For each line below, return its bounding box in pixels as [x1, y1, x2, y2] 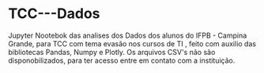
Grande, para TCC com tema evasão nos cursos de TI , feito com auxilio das [8, 38, 257, 48]
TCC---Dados [8, 5, 100, 23]
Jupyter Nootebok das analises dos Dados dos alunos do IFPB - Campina [8, 31, 247, 40]
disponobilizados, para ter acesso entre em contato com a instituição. [8, 56, 236, 65]
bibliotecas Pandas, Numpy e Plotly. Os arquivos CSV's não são [8, 47, 216, 57]
